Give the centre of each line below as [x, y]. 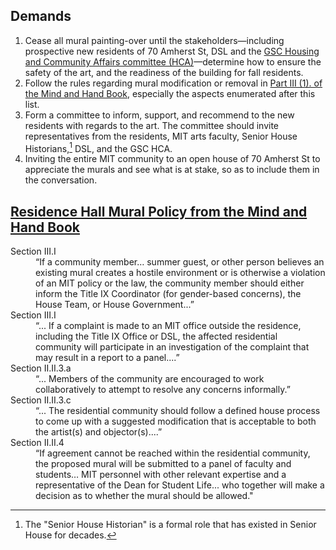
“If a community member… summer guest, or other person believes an [180, 262]
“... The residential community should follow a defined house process [178, 411]
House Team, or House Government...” [115, 305]
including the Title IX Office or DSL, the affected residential [156, 336]
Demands [41, 16]
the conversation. [61, 180]
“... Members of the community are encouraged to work [150, 379]
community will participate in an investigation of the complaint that [172, 347]
